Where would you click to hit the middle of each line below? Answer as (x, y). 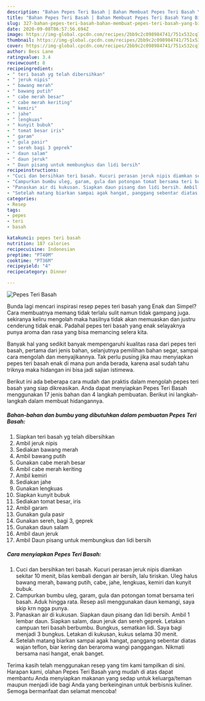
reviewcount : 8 (26, 63)
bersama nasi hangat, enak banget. (60, 653)
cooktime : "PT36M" (30, 260)
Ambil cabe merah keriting (49, 469)
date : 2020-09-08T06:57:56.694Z (48, 29)
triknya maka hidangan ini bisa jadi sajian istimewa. (71, 370)
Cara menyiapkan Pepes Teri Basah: (54, 554)
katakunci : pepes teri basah (44, 238)
